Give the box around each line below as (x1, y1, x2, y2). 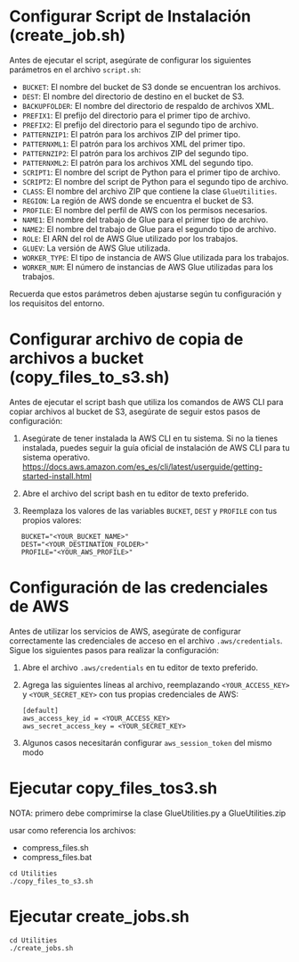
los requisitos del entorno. (9, 297, 105, 309)
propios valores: (21, 515, 82, 526)
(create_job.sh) (9, 25, 126, 46)
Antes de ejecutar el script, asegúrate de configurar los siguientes (9, 54, 252, 65)
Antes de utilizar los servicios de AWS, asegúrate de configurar (9, 626, 242, 636)
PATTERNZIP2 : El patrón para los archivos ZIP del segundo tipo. (21, 147, 249, 158)
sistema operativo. (21, 452, 91, 462)
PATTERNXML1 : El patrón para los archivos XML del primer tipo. (21, 138, 246, 149)
